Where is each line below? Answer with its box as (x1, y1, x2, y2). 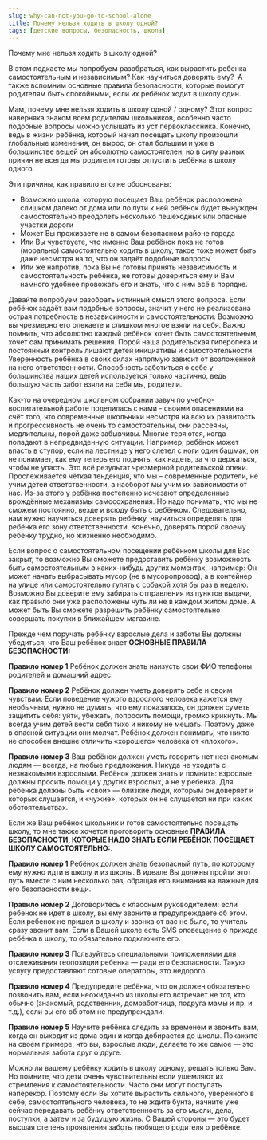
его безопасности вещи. (8, 884, 92, 894)
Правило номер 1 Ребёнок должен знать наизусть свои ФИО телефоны (8, 662, 253, 671)
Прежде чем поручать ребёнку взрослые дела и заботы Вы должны (8, 629, 241, 639)
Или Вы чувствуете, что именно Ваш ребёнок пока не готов (19, 237, 225, 247)
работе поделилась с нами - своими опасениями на (65, 403, 245, 413)
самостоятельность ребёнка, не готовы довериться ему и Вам (19, 271, 235, 281)
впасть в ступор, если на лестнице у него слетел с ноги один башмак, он (8, 446, 259, 455)
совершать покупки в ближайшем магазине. (8, 614, 161, 623)
